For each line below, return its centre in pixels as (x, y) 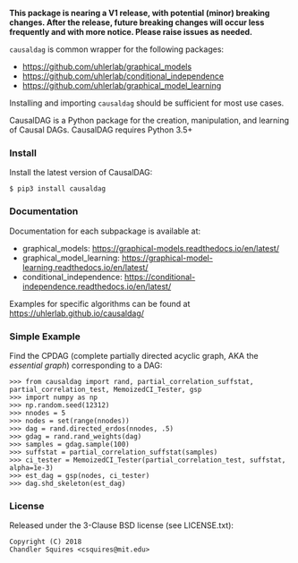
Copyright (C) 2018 (46, 542)
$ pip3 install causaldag (57, 189)
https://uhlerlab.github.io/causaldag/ (77, 313)
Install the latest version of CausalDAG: (81, 173)
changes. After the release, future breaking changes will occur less (137, 22)
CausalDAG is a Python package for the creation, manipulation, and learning (149, 120)
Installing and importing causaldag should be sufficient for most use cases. (147, 103)
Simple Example (45, 337)
